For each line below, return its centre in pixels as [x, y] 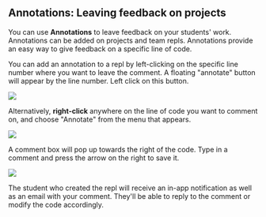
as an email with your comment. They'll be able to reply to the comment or [129, 196]
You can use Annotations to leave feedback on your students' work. [120, 32]
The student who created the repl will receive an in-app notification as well [130, 188]
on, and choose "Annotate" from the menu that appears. [100, 119]
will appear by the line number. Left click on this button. [99, 80]
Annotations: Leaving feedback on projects [118, 13]
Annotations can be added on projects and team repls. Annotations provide [131, 40]
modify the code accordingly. [56, 204]
